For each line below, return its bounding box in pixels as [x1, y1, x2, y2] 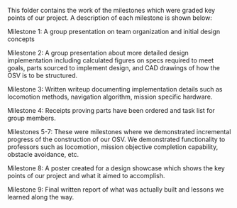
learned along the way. [7, 193, 75, 201]
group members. [7, 114, 56, 122]
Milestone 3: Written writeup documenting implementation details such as [7, 85, 223, 93]
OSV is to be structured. [7, 71, 78, 80]
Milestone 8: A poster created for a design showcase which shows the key [7, 164, 225, 173]
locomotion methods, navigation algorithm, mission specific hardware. [7, 92, 213, 101]
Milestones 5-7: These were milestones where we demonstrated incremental [7, 128, 231, 136]
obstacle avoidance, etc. [7, 150, 79, 158]
